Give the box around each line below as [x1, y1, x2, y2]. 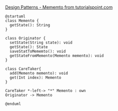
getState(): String [9, 22, 50, 27]
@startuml [5, 14, 26, 19]
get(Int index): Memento [9, 75, 61, 80]
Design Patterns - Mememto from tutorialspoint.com [5, 4, 113, 10]
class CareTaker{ [5, 66, 41, 71]
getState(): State [9, 44, 48, 49]
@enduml [5, 101, 21, 106]
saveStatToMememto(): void [9, 49, 66, 54]
